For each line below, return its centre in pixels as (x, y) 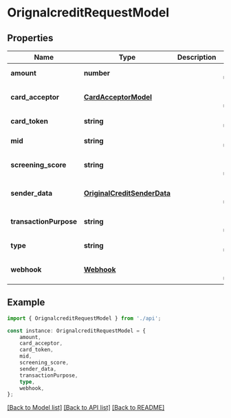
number (97, 73)
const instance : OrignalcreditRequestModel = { (77, 331)
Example (26, 302)
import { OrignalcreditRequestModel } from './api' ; (84, 318)
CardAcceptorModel (118, 97)
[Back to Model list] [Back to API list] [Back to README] (86, 408)
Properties (30, 38)
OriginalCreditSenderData (127, 193)
